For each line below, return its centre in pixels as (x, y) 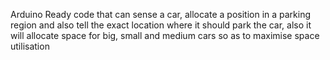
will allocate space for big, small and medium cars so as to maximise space (165, 35)
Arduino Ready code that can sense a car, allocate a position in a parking (161, 14)
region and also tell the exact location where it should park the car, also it (161, 25)
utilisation (30, 46)
